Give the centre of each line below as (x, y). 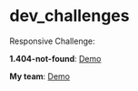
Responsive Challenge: (52, 41)
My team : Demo (40, 76)
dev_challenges (69, 16)
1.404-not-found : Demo (55, 58)
